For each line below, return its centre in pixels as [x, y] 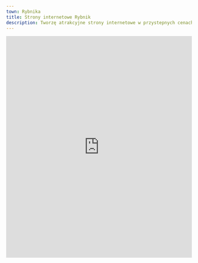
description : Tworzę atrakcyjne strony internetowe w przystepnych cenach [100, 22]
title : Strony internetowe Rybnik [49, 17]
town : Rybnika [24, 12]
